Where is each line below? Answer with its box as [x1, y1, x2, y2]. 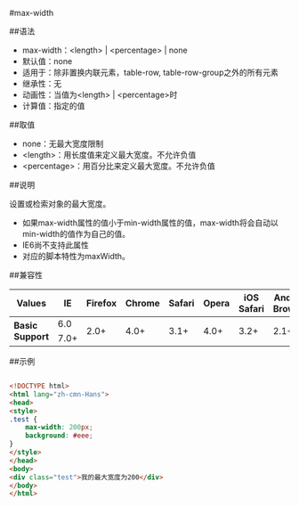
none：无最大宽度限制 [21, 138, 104, 149]
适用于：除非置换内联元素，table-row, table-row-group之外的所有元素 [21, 67, 279, 78]
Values [16, 298, 47, 309]
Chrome [125, 298, 160, 309]
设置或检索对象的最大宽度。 [9, 199, 111, 208]
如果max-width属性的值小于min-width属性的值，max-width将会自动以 [21, 217, 279, 228]
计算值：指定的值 [21, 101, 85, 110]
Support [13, 331, 50, 342]
